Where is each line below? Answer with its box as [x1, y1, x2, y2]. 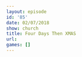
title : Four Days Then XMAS [6, 31, 77, 37]
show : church [6, 25, 39, 31]
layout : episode [6, 8, 47, 15]
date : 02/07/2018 [6, 20, 50, 26]
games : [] [6, 42, 31, 48]
